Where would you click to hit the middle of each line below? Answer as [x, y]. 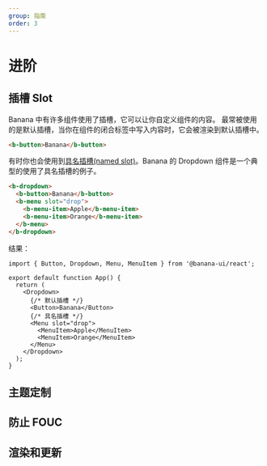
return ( [30, 285]
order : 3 [23, 23]
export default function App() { [65, 277]
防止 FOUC [36, 423]
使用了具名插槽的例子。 [61, 172]
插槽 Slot [30, 98]
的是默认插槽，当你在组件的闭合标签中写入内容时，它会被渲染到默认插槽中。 [136, 129]
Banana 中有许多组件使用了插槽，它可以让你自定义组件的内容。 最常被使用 [133, 119]
